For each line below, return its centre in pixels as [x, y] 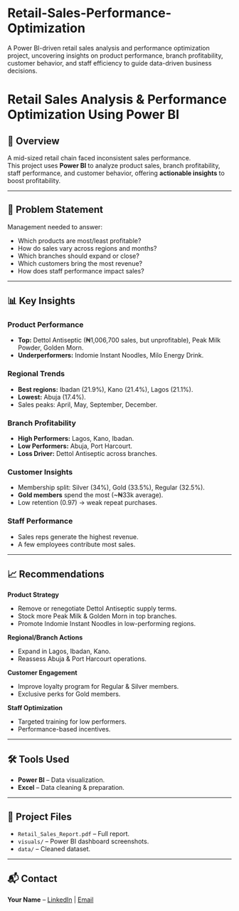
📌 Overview [33, 141]
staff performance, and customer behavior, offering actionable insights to [116, 173]
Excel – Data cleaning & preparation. [71, 788]
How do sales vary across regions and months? [87, 248]
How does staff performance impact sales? [81, 271]
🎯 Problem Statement [55, 210]
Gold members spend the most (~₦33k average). [90, 495]
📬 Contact [32, 879]
